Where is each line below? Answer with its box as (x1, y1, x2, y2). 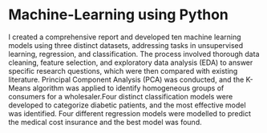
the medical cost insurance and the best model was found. (8, 117, 202, 127)
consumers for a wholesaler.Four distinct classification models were (8, 91, 233, 101)
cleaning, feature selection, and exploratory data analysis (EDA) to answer (8, 58, 253, 67)
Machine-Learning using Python (8, 6, 229, 24)
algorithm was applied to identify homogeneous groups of (32, 83, 225, 93)
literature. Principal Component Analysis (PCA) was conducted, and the (8, 75, 245, 84)
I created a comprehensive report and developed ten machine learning (8, 32, 242, 42)
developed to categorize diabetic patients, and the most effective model (8, 100, 246, 110)
